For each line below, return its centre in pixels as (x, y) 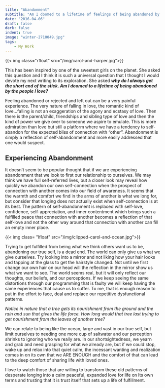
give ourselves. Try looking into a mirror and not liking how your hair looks (80, 257)
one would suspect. (25, 142)
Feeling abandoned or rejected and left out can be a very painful (70, 100)
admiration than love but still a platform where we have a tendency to (75, 127)
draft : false (18, 23)
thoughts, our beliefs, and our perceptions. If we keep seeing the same (77, 278)
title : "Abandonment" (27, 10)
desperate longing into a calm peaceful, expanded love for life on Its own (79, 375)
